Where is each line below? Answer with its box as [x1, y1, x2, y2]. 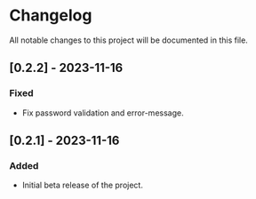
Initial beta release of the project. [21, 179, 144, 191]
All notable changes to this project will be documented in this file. [9, 35, 249, 45]
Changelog [9, 5, 92, 26]
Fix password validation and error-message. [21, 107, 184, 118]
